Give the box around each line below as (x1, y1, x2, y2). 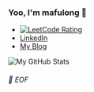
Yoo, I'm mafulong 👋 (8, 7, 87, 18)
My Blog (19, 42, 47, 51)
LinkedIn (19, 33, 48, 42)
